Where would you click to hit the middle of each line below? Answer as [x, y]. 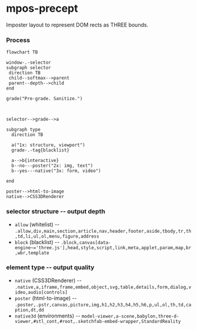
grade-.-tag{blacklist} [40, 150]
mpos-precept [42, 9]
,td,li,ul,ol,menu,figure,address [57, 236]
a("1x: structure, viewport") [48, 145]
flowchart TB [22, 52]
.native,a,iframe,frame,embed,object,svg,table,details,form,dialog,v [103, 287]
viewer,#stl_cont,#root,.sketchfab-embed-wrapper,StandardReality [98, 321]
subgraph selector [29, 68]
